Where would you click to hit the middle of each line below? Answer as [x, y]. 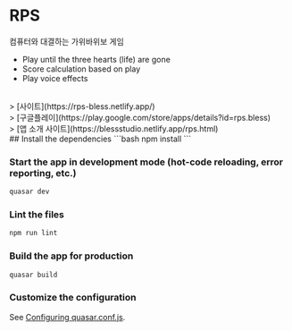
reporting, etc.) [43, 173]
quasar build [33, 275]
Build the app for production [71, 256]
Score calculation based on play [81, 69]
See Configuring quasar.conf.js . [67, 317]
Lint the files [37, 215]
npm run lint [33, 233]
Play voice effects [55, 78]
